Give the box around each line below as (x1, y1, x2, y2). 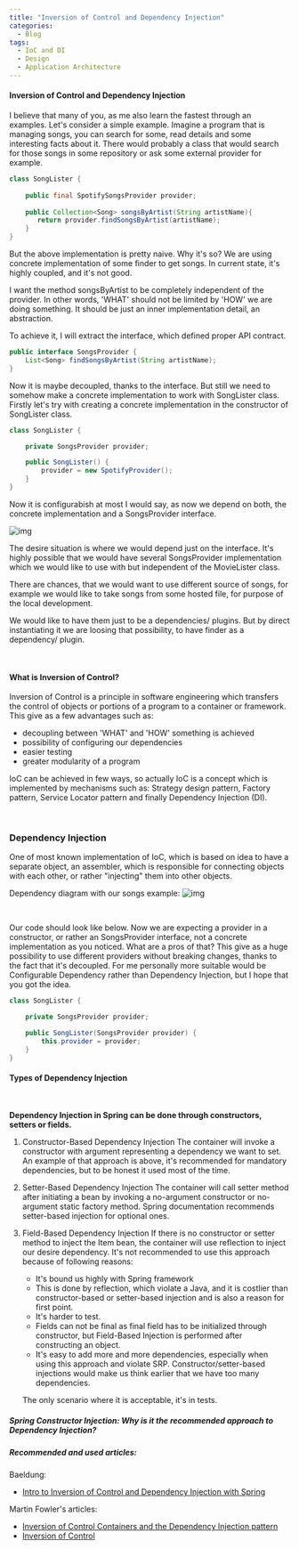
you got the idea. (9, 979, 71, 990)
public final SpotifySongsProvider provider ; (25, 191, 198, 200)
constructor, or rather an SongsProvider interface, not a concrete (9, 932, 247, 943)
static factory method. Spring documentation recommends (59, 1201, 275, 1212)
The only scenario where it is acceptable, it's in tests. (21, 1394, 218, 1405)
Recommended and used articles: (9, 1447, 138, 1457)
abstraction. (9, 313, 53, 324)
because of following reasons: (21, 1256, 133, 1267)
